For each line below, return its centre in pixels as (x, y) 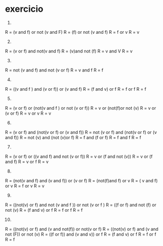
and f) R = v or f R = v (27, 161)
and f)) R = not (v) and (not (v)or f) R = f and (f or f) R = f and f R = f (73, 137)
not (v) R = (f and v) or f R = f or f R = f (44, 210)
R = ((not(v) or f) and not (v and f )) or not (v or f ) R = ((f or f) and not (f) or (81, 205)
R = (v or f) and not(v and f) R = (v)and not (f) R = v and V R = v (69, 51)
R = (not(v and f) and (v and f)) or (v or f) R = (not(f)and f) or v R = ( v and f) (81, 180)
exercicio (24, 9)
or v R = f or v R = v (25, 186)
